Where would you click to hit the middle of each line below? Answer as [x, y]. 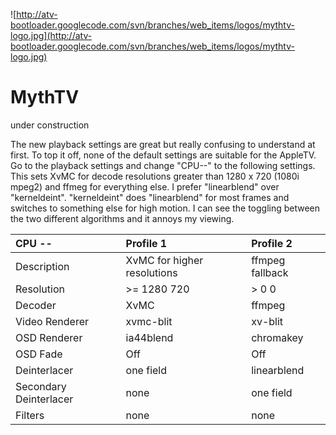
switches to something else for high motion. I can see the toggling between [165, 208]
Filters [30, 415]
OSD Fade [39, 354]
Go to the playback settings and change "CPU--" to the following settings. [163, 165]
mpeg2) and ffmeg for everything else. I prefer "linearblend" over [145, 186]
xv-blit [267, 321]
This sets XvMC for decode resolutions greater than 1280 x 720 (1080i [155, 176]
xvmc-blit [149, 321]
